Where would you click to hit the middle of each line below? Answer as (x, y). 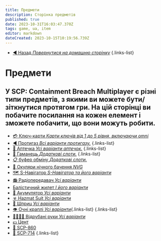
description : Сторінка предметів (41, 15)
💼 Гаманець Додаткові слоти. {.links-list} (56, 154)
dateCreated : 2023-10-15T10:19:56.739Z (47, 38)
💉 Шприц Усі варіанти (36, 204)
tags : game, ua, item (28, 29)
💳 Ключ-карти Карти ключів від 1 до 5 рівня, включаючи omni (80, 136)
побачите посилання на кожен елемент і (73, 115)
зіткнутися (23, 108)
